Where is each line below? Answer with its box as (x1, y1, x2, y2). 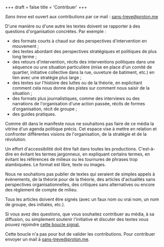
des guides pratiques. (12, 111, 56, 117)
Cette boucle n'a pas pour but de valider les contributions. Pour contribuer (5, 231, 156, 237)
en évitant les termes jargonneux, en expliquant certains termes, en (14, 151, 150, 157)
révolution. (5, 136, 27, 142)
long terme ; (12, 54, 37, 60)
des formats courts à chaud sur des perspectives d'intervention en (12, 38, 147, 44)
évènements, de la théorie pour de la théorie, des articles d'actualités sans (5, 177, 156, 182)
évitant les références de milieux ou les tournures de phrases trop (5, 156, 138, 162)
